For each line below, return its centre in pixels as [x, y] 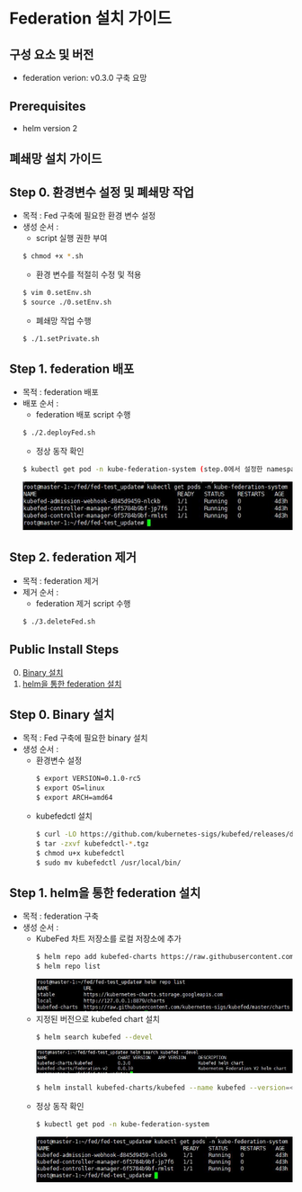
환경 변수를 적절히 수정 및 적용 [89, 274]
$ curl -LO [56, 834]
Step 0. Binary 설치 [62, 715]
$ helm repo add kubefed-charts [96, 957]
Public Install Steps [64, 650]
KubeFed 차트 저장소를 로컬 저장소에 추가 [108, 939]
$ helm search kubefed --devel [94, 1037]
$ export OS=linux [70, 788]
